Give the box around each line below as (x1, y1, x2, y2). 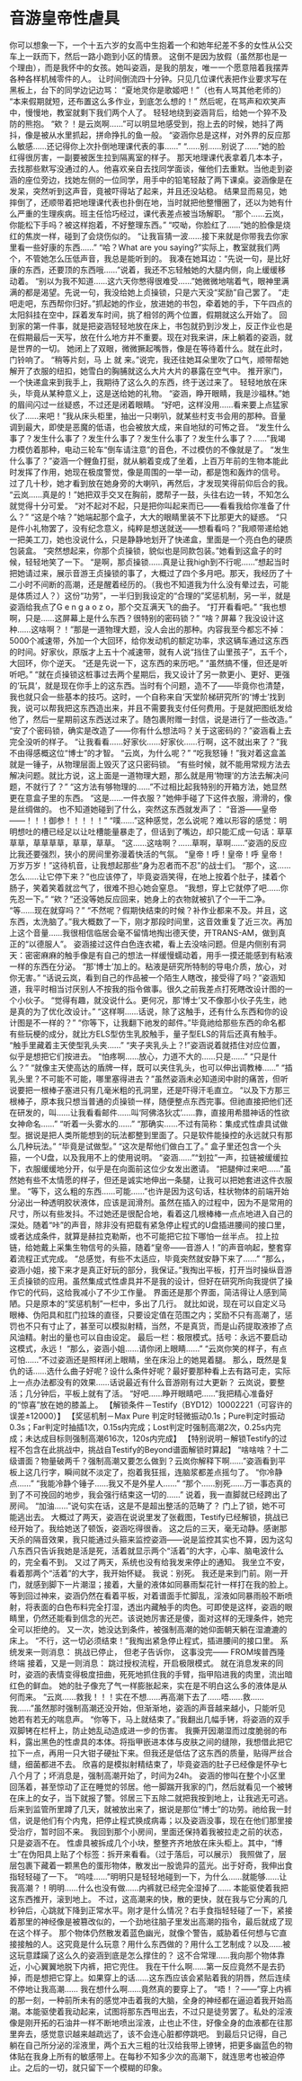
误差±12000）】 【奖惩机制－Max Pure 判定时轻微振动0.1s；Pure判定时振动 (9, 1410, 286, 1421)
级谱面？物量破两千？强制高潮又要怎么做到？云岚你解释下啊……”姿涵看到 (9, 1455, 279, 1466)
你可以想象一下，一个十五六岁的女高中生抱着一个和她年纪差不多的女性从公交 (9, 40, 293, 50)
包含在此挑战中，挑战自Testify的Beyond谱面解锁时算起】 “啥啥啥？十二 (24, 1444, 289, 1454)
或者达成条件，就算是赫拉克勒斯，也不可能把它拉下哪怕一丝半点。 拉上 (9, 1231, 271, 1241)
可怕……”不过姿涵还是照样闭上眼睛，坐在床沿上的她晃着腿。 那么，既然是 (9, 1354, 280, 1365)
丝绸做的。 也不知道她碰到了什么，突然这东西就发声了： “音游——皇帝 (16, 804, 278, 814)
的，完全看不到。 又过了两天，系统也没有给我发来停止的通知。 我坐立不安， (9, 1556, 289, 1567)
